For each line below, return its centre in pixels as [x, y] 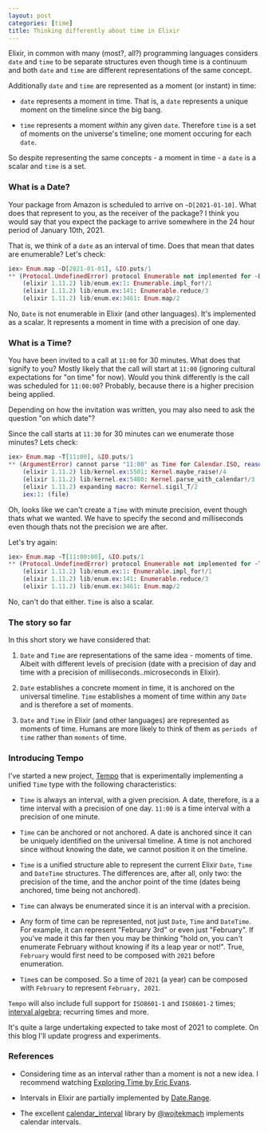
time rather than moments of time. [73, 738]
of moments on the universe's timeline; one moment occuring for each [136, 134]
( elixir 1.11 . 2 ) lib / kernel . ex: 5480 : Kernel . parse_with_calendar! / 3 [139, 479]
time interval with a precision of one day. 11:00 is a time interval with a [135, 808]
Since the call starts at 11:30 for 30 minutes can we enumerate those [121, 434]
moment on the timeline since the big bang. [91, 110]
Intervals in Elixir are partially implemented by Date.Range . [116, 1098]
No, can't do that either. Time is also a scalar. [81, 602]
